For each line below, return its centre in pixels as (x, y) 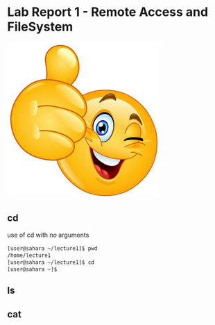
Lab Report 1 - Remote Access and (108, 12)
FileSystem (40, 27)
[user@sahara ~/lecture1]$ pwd (52, 248)
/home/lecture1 (29, 255)
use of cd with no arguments (48, 235)
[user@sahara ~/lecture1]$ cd (51, 262)
